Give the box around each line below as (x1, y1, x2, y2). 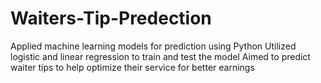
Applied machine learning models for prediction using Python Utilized (10, 40, 297, 52)
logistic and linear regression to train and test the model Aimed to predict (10, 50, 311, 62)
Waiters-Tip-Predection (10, 7, 212, 30)
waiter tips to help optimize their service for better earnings (10, 61, 255, 73)
